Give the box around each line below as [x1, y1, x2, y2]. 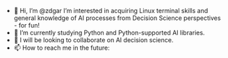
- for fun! [13, 21, 40, 29]
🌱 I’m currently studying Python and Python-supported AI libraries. [13, 28, 205, 37]
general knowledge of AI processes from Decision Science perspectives [13, 14, 221, 22]
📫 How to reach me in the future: [13, 43, 110, 52]
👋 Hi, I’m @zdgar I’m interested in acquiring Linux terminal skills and [13, 7, 209, 14]
